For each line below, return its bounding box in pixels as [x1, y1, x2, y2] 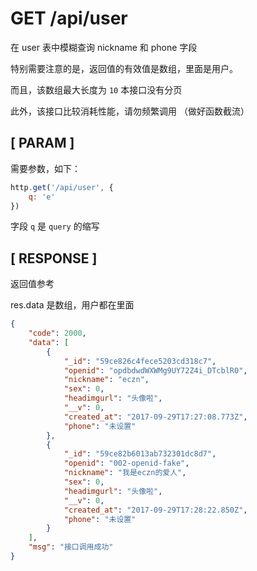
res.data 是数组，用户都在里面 [10, 299, 135, 311]
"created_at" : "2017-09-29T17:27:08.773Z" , [63, 412, 248, 422]
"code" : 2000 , [28, 328, 87, 339]
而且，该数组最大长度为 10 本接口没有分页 [10, 83, 183, 96]
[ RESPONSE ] [10, 250, 98, 267]
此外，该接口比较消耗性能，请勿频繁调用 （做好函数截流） [10, 105, 250, 117]
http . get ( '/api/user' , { [10, 182, 114, 192]
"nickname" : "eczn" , [63, 375, 150, 385]
